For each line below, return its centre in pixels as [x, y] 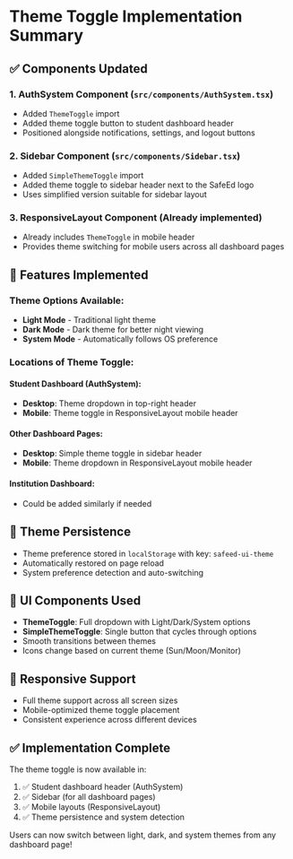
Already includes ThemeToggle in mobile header [108, 237]
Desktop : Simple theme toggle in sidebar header [112, 454]
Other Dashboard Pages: [56, 433]
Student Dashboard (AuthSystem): [75, 384]
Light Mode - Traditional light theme [89, 320]
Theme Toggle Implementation [126, 17]
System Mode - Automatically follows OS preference [120, 339]
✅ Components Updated [78, 69]
